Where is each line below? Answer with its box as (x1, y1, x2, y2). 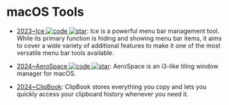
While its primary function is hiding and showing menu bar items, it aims (16, 34, 222, 42)
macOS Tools (6, 4, 84, 20)
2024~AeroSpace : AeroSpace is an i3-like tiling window (16, 62, 219, 70)
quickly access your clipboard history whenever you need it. (16, 90, 189, 98)
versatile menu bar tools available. (16, 49, 115, 57)
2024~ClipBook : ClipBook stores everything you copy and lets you (16, 82, 207, 91)
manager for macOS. (16, 69, 77, 78)
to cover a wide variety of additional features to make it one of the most (16, 41, 221, 49)
